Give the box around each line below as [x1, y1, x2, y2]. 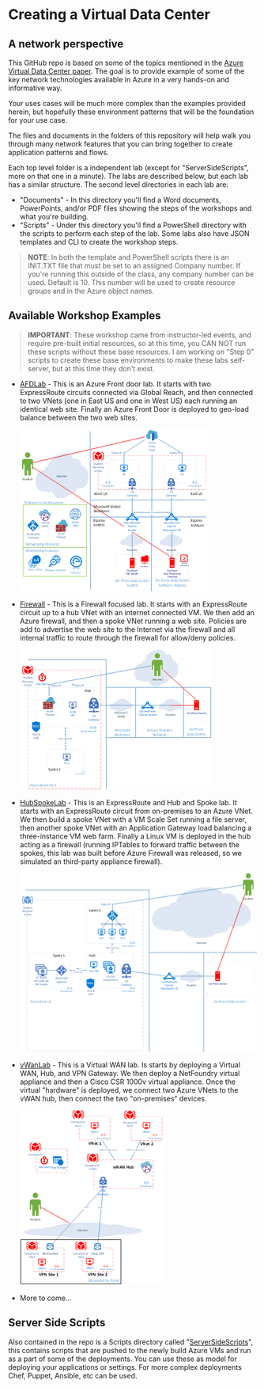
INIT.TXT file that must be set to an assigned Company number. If [27, 261, 241, 270]
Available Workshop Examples [8, 309, 161, 322]
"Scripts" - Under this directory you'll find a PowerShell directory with [19, 220, 247, 230]
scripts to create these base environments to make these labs [27, 355, 229, 365]
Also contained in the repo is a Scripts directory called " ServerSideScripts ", [8, 1337, 254, 1347]
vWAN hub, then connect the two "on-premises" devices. [19, 1093, 207, 1103]
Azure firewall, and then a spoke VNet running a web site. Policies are [19, 616, 247, 626]
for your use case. [8, 116, 68, 124]
